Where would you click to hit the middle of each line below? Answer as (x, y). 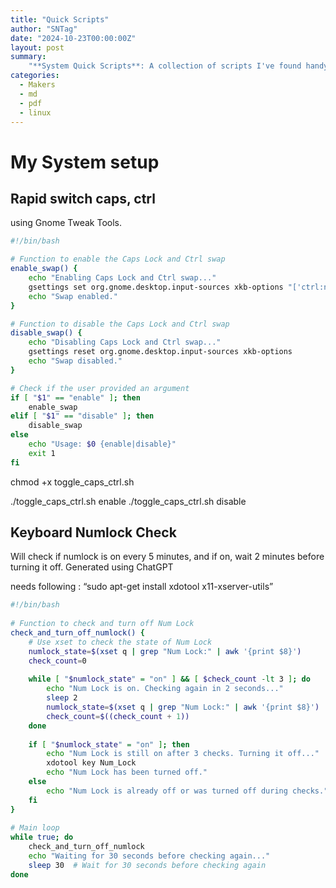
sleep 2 (62, 698)
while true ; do (42, 837)
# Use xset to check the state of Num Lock (120, 642)
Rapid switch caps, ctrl (83, 198)
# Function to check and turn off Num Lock (102, 624)
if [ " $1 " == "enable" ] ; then (75, 397)
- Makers (37, 85)
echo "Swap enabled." (73, 296)
